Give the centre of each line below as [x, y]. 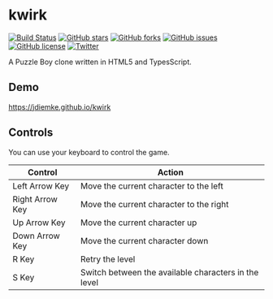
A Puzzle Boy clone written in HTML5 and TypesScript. [100, 62]
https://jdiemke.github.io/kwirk [60, 106]
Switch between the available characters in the [169, 272]
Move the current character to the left [152, 186]
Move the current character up [139, 223]
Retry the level [108, 259]
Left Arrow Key [41, 186]
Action [171, 172]
